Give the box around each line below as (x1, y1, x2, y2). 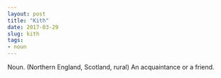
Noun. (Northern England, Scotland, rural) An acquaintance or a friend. (7, 63, 215, 71)
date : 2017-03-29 (7, 23, 59, 30)
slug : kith (7, 30, 40, 38)
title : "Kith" (7, 17, 50, 24)
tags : (7, 37, 23, 44)
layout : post (7, 10, 46, 18)
